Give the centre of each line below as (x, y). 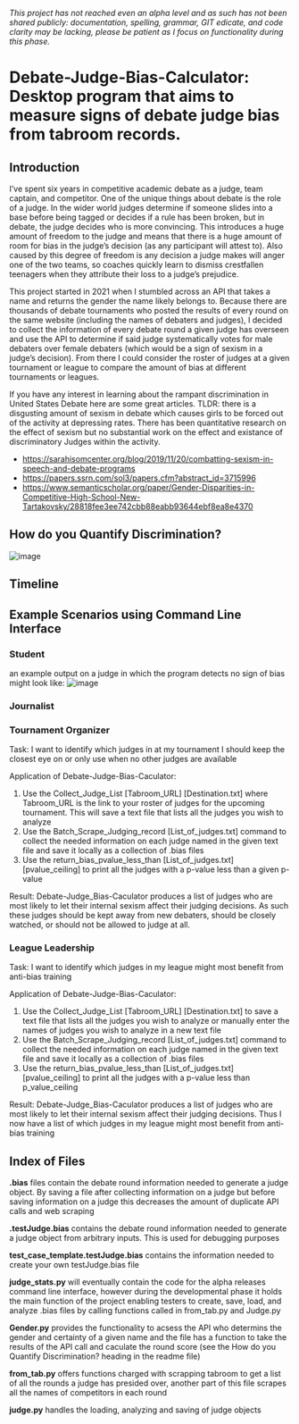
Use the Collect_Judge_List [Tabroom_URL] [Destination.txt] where (145, 793)
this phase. (30, 41)
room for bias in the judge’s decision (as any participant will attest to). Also (146, 246)
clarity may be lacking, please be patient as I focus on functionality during (146, 32)
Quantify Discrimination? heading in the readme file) (105, 1356)
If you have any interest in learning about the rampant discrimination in (139, 394)
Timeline (34, 584)
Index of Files (47, 1161)
